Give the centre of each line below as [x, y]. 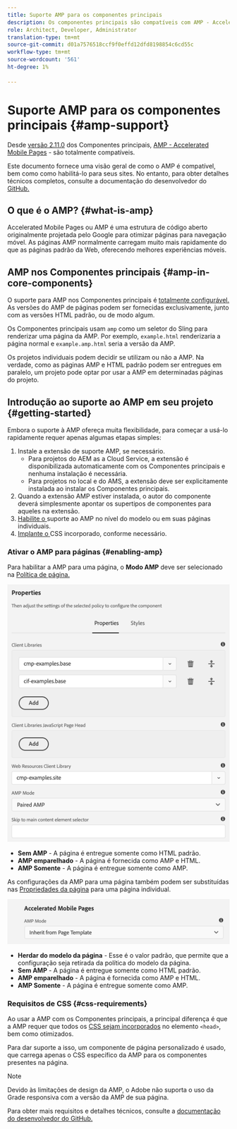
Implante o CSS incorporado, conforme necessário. [92, 533]
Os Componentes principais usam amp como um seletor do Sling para [108, 329]
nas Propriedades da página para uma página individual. [89, 889]
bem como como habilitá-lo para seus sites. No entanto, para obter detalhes [118, 173]
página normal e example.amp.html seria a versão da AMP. [91, 344]
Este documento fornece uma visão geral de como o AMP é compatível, [112, 166]
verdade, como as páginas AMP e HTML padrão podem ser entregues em [115, 365]
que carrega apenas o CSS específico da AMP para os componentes [107, 1055]
